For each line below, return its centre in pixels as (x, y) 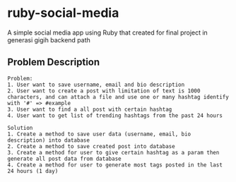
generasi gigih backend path (49, 40)
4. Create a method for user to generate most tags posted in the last (115, 165)
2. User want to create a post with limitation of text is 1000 (104, 91)
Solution (20, 128)
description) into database (49, 140)
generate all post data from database (64, 159)
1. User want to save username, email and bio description (96, 85)
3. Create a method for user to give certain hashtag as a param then (113, 152)
